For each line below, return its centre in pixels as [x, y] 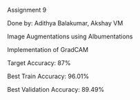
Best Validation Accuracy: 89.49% [56, 89]
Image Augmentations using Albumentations [70, 36]
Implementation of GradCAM [48, 50]
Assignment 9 [27, 10]
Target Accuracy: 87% [39, 63]
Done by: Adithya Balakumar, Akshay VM [65, 23]
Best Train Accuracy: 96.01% [48, 76]
